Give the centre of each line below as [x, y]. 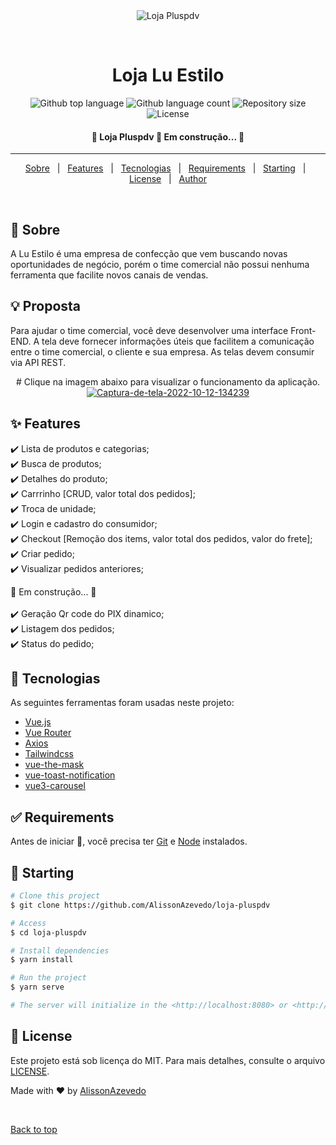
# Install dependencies [60, 950]
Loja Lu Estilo [168, 75]
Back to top [34, 1129]
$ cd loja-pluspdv [48, 932]
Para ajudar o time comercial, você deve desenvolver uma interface [149, 330]
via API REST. [38, 362]
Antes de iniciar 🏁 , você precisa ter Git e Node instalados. [129, 841]
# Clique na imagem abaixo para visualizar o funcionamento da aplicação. [168, 381]
